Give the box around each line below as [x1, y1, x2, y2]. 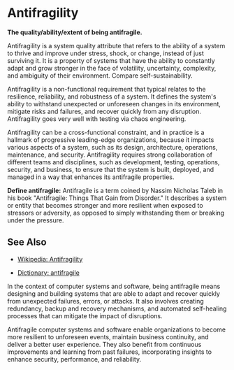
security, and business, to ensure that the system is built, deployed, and [7, 165, 214, 173]
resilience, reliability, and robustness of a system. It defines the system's [7, 92, 217, 101]
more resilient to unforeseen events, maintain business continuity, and [7, 332, 209, 341]
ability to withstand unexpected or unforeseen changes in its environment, [7, 99, 221, 108]
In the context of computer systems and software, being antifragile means [7, 282, 221, 290]
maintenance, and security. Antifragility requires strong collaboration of [7, 150, 213, 159]
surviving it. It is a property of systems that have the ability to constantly [7, 56, 215, 64]
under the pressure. [7, 215, 64, 225]
